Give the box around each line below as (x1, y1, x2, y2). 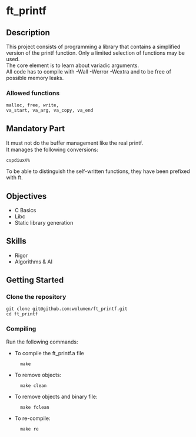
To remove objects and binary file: (14, 393, 98, 400)
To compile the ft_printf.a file (14, 349, 84, 356)
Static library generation (14, 219, 74, 226)
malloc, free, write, (6, 102, 59, 108)
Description (6, 28, 50, 38)
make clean (20, 382, 47, 389)
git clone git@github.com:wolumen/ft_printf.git (6, 306, 128, 312)
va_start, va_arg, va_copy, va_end (6, 108, 94, 114)
